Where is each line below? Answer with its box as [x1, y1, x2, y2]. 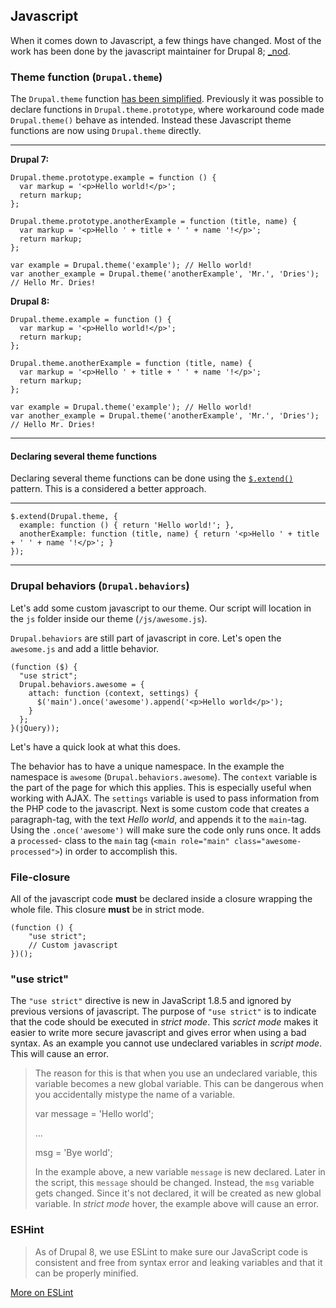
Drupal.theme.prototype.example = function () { [10, 173, 217, 183]
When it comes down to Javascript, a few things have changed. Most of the [10, 34, 322, 46]
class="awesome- [233, 836, 302, 846]
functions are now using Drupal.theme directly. [10, 125, 202, 137]
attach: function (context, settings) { [28, 688, 199, 698]
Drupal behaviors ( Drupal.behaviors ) [10, 579, 190, 593]
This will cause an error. [10, 1048, 109, 1060]
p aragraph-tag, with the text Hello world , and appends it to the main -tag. [10, 813, 308, 825]
